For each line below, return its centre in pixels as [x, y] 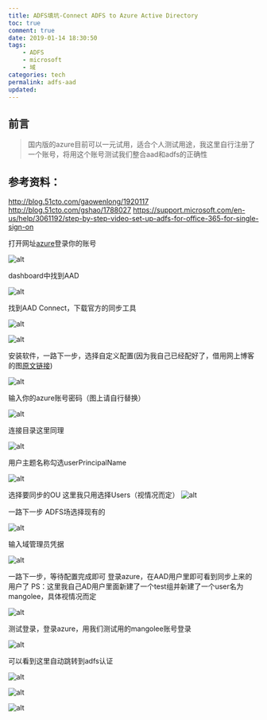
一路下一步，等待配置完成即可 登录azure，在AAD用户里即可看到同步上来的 [130, 576]
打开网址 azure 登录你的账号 [52, 243]
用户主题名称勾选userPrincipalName [68, 463]
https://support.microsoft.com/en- [189, 210]
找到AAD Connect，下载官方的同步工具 [72, 308]
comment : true [32, 30]
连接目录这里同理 [36, 430]
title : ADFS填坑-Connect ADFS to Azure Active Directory [103, 16]
